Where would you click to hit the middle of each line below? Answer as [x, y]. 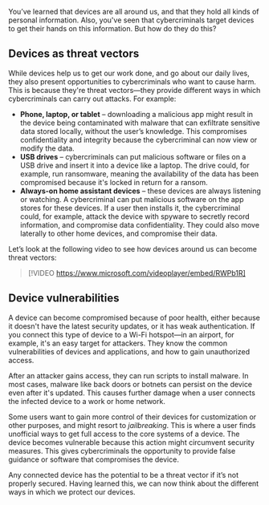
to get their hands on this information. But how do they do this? [112, 28]
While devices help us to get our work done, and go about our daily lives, [129, 73]
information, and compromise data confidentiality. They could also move [139, 224]
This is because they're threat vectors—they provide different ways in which [134, 90]
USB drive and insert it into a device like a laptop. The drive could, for [134, 165]
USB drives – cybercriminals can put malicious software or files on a [133, 156]
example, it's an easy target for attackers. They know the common [118, 343]
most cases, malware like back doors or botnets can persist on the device [130, 384]
